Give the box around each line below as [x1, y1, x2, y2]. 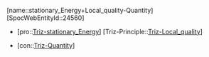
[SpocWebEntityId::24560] [6, 14, 85, 22]
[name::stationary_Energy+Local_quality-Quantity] [6, 6, 154, 14]
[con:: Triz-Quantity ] [16, 41, 75, 49]
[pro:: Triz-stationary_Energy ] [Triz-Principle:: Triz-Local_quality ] [16, 28, 203, 36]
